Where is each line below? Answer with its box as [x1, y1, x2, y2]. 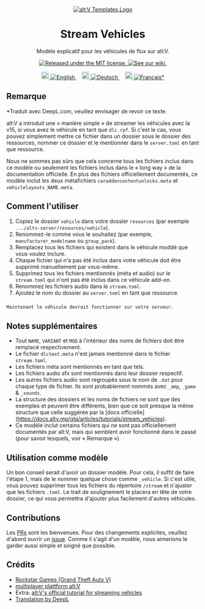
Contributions [6, 512, 61, 523]
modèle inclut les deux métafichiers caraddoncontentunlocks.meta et [6, 176, 179, 184]
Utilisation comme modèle [6, 452, 108, 463]
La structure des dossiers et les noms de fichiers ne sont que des [15, 396, 181, 403]
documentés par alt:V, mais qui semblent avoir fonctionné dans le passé [15, 428, 197, 436]
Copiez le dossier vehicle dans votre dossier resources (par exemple [15, 217, 190, 225]
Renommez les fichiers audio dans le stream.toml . [15, 282, 142, 290]
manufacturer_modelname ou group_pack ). [15, 236, 116, 244]
